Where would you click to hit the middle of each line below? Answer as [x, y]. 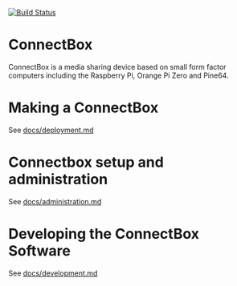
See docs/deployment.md [51, 130]
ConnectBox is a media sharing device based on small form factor [117, 66]
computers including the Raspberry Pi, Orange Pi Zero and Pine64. [118, 75]
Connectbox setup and [86, 162]
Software [39, 251]
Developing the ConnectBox [104, 234]
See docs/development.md [53, 273]
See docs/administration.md [55, 201]
